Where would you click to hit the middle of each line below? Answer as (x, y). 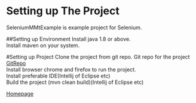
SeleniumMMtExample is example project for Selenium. (74, 27)
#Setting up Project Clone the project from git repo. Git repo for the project (98, 57)
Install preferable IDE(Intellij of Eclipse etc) (58, 76)
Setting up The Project (63, 11)
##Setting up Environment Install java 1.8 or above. (68, 39)
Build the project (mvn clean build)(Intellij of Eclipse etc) (75, 82)
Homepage (20, 93)
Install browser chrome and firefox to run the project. (71, 69)
